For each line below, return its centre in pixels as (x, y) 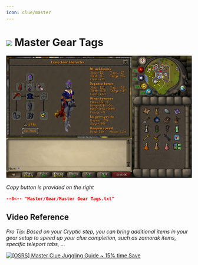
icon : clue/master (29, 12)
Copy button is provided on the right (50, 187)
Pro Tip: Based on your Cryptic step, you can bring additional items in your (97, 231)
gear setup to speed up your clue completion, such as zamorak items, (91, 238)
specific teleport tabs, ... (36, 244)
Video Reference (37, 217)
